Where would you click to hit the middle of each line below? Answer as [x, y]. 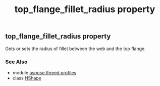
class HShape [27, 78]
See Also [16, 62]
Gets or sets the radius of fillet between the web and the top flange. [76, 49]
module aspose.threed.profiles [44, 72]
